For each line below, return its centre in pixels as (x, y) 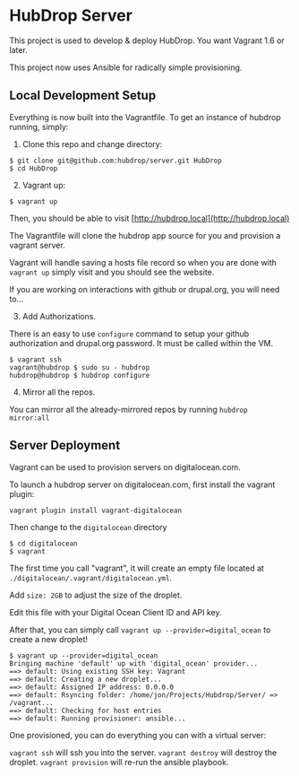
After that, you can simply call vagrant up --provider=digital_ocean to (140, 630)
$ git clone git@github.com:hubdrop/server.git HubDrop (115, 161)
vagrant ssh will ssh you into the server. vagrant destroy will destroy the (143, 752)
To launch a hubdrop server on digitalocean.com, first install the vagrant (142, 484)
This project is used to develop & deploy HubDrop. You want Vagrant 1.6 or (147, 40)
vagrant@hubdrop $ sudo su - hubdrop (80, 367)
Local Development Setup (83, 96)
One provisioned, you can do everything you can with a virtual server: (138, 735)
